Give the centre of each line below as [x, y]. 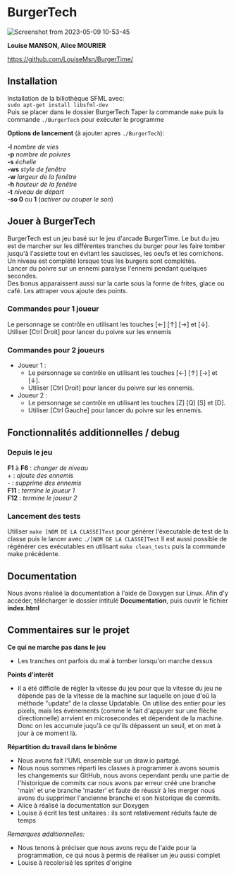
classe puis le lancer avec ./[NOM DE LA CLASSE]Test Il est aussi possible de [117, 539]
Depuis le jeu [30, 453]
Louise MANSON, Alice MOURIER [57, 45]
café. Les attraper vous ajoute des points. [68, 290]
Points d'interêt [31, 675]
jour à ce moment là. [47, 733]
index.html [24, 608]
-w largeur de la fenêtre [42, 176]
